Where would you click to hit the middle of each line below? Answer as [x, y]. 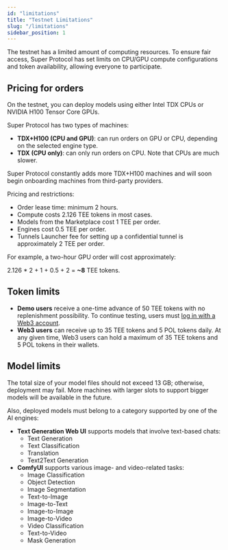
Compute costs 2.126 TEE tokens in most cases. [85, 215]
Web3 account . [38, 323]
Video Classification [55, 525]
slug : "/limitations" [38, 26]
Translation [43, 453]
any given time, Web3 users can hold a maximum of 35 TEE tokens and [117, 337]
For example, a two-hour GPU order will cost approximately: [92, 257]
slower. [27, 160]
